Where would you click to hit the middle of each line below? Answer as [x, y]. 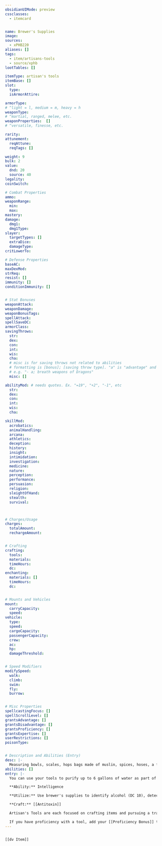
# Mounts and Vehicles [28, 599]
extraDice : [20, 242]
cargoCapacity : [25, 631]
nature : [17, 471]
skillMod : [15, 421]
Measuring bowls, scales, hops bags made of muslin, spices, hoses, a [82, 765]
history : [18, 448]
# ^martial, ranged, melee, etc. [39, 117]
